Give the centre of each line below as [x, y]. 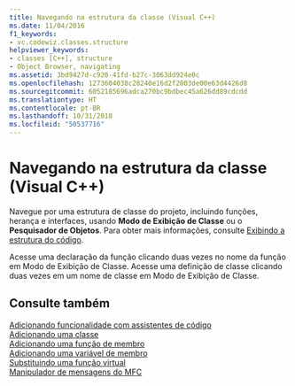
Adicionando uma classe [54, 334]
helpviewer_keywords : [49, 50]
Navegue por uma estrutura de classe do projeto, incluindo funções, [134, 211]
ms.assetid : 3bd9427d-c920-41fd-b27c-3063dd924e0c [105, 75]
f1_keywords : [33, 34]
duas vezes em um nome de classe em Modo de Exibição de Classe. [134, 275]
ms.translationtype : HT [53, 100]
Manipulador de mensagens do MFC [76, 372]
